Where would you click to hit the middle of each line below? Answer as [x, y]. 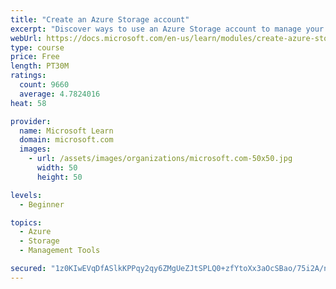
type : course [37, 47]
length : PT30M [40, 66]
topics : [26, 222]
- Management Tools [60, 251]
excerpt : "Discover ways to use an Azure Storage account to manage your [167, 29]
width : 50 [57, 168]
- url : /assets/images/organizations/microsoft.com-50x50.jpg [160, 159]
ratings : [28, 76]
